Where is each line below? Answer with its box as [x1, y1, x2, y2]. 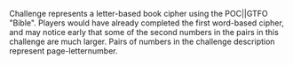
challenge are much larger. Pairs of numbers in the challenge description [9, 36, 275, 47]
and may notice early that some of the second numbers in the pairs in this [9, 27, 280, 37]
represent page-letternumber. [9, 46, 118, 56]
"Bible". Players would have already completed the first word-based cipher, [9, 18, 284, 28]
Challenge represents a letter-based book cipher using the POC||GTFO [9, 9, 268, 18]
